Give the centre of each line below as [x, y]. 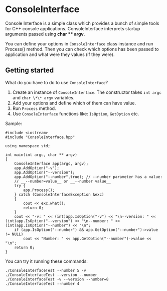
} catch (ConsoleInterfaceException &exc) [59, 194]
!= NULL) [14, 234]
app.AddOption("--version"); [45, 172]
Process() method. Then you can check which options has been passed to [82, 49]
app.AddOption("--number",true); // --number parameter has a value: [89, 177]
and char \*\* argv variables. [43, 97]
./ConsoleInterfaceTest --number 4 [42, 283]
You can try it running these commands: [46, 261]
